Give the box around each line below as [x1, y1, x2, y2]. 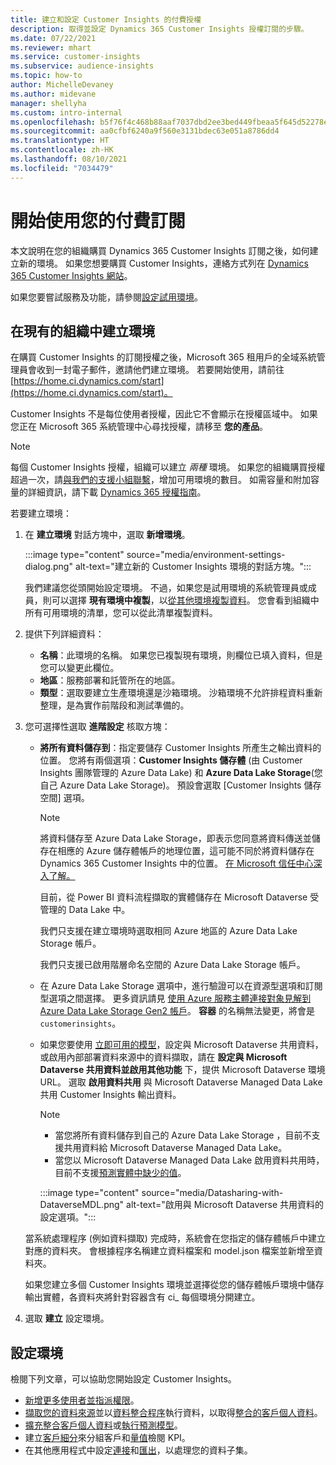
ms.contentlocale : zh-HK [10, 145, 114, 155]
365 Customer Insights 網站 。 [10, 269, 133, 281]
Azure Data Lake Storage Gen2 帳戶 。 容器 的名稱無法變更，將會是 [39, 1005, 315, 1017]
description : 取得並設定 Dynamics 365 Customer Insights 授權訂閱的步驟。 [10, 24, 309, 34]
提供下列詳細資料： [24, 628, 105, 640]
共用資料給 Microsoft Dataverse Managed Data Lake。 [63, 1142, 288, 1154]
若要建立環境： [10, 507, 72, 520]
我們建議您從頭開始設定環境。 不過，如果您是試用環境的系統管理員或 [24, 582, 308, 594]
